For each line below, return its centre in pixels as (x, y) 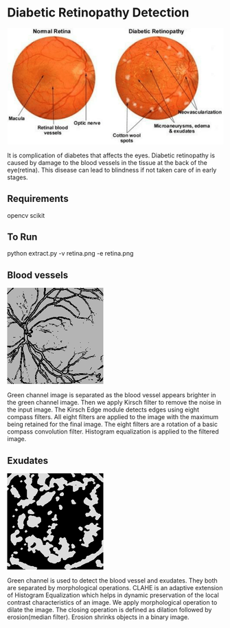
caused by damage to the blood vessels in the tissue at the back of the (107, 162)
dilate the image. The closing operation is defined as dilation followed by (110, 610)
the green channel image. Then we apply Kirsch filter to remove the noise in (114, 403)
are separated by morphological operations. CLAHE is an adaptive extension (115, 588)
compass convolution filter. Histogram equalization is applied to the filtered (113, 431)
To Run (22, 237)
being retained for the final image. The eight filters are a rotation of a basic (113, 425)
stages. (18, 177)
